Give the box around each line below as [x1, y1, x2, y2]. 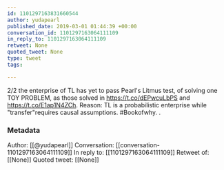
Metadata [7, 125, 40, 135]
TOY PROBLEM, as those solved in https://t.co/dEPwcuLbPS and [7, 94, 191, 102]
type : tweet [7, 55, 41, 62]
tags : [7, 61, 23, 68]
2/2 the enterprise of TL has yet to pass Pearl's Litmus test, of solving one [7, 86, 218, 94]
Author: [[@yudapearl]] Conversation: [7, 140, 115, 149]
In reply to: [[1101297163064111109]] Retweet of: [73, 148, 210, 156]
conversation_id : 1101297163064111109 [7, 29, 119, 36]
